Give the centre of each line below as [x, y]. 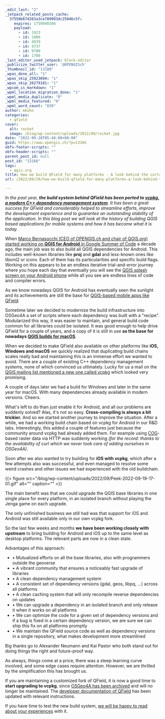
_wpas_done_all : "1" [26, 74]
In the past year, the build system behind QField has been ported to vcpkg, [82, 198]
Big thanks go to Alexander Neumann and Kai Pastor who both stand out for [82, 646]
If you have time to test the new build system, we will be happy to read [76, 706]
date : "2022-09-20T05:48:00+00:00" [41, 138]
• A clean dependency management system [57, 578]
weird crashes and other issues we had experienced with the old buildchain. [82, 469]
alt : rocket [22, 129]
